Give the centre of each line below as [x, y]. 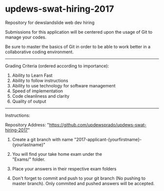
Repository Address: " [27, 125]
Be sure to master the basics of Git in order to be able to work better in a [78, 46]
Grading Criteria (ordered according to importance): [57, 66]
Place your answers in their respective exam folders [64, 169]
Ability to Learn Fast [32, 75]
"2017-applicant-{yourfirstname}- [108, 139]
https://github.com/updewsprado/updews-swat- [98, 125]
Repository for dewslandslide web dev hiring [50, 22]
